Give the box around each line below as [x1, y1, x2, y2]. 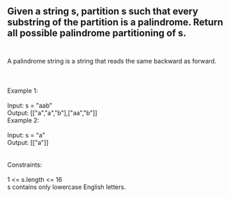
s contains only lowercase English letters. [7, 183, 126, 191]
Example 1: [7, 86, 38, 95]
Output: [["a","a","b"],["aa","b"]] [7, 108, 98, 117]
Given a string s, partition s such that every [7, 6, 199, 17]
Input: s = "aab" [7, 101, 53, 109]
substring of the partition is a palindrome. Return [7, 17, 224, 29]
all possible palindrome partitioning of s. [7, 27, 187, 39]
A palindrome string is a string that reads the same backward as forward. [7, 56, 217, 65]
